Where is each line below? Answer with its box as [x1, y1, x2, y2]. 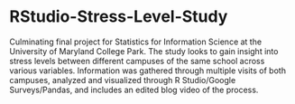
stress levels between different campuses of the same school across [9, 55, 265, 66]
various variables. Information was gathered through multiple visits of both [9, 65, 287, 76]
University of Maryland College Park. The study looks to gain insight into [9, 45, 279, 56]
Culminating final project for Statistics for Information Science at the [9, 36, 263, 47]
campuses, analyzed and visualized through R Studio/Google [9, 74, 236, 85]
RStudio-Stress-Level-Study [9, 6, 228, 27]
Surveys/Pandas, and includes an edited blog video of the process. [9, 84, 259, 95]
